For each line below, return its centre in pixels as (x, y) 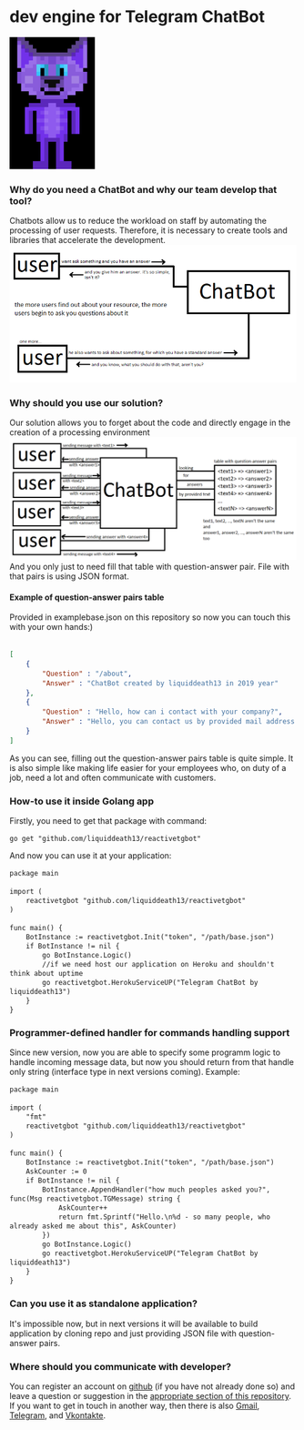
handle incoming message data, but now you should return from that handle (152, 1062)
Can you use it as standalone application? (104, 1303)
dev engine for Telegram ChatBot (137, 17)
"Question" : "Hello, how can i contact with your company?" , (162, 712)
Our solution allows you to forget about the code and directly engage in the (150, 422)
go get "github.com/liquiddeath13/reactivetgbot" (106, 839)
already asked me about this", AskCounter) (93, 1226)
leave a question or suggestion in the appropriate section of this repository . (150, 1395)
